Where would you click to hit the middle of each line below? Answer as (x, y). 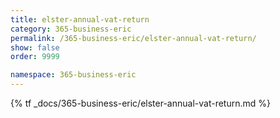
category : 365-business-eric (71, 29)
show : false (35, 47)
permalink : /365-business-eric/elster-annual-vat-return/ (133, 38)
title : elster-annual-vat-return (80, 19)
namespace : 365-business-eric (73, 75)
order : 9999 (35, 57)
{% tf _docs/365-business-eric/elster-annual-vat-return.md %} (140, 103)
